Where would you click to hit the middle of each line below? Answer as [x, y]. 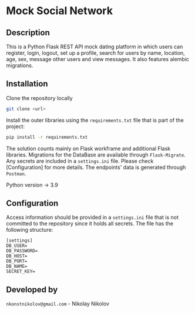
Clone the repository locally [39, 98]
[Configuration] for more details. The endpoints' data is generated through [96, 167]
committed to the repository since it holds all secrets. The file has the [90, 224]
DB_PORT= [17, 261]
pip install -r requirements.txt [47, 137]
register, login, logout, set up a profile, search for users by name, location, [95, 53]
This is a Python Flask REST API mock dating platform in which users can [95, 46]
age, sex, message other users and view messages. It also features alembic [98, 59]
